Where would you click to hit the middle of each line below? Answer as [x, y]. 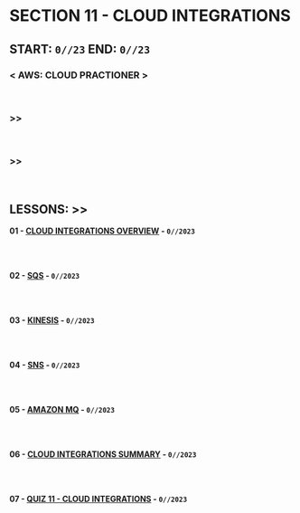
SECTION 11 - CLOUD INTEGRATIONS [150, 16]
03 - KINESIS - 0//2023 [52, 320]
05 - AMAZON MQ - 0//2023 [62, 410]
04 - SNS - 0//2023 [45, 365]
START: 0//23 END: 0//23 [80, 49]
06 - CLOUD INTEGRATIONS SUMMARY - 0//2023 [103, 454]
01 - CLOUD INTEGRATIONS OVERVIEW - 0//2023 [103, 231]
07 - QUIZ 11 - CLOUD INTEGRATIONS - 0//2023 [98, 499]
